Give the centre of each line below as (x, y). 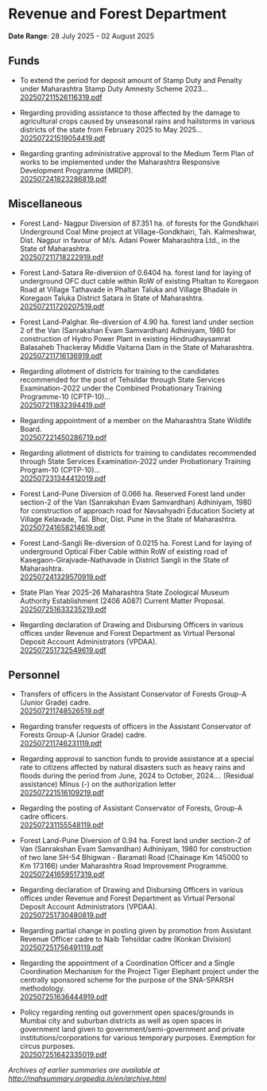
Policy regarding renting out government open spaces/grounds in (127, 1012)
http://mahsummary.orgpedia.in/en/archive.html (87, 1079)
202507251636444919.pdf (64, 997)
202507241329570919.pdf (63, 577)
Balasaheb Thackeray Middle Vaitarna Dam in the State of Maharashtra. (137, 347)
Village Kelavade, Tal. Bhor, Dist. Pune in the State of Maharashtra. (128, 519)
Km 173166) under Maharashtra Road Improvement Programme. (124, 866)
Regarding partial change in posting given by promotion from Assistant (135, 931)
